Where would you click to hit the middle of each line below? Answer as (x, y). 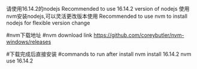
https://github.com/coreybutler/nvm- (139, 35)
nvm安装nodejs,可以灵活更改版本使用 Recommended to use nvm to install (97, 16)
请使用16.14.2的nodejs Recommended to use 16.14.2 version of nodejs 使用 (98, 9)
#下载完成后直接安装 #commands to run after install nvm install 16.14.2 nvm (99, 54)
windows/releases (29, 42)
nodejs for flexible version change (48, 23)
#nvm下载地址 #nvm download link (49, 35)
